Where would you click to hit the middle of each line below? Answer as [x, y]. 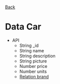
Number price [33, 66]
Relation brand [34, 76]
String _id [29, 45]
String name [32, 50]
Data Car [23, 27]
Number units [33, 71]
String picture [33, 61]
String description [37, 56]
